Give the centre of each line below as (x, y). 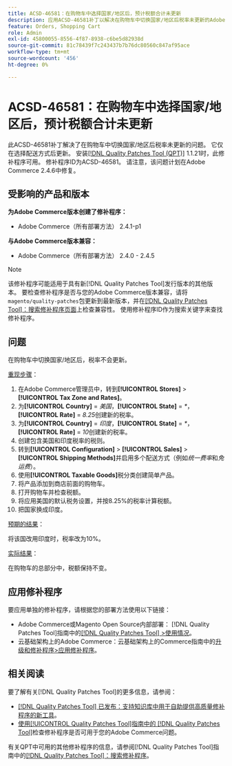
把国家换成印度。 (42, 509)
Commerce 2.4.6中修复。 (44, 170)
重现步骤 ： (23, 374)
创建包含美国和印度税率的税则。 (63, 440)
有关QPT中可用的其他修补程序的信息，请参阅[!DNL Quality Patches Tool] (110, 747)
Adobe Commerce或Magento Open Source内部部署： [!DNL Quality (114, 624)
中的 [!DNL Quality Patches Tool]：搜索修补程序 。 (83, 755)
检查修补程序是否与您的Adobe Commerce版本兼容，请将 (107, 292)
